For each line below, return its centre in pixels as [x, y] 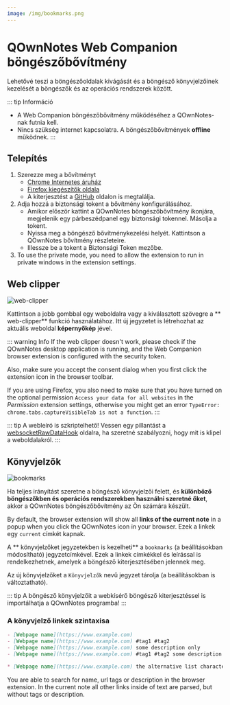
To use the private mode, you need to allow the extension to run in [110, 255]
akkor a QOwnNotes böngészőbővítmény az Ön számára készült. [99, 506]
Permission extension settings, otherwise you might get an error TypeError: [114, 405]
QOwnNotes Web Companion [92, 47]
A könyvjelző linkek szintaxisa [58, 621]
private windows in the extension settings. [76, 262]
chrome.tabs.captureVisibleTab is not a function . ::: [84, 412]
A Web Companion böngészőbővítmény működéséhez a [96, 115]
